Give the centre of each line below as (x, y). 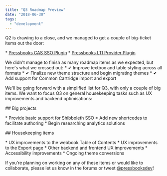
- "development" (26, 24)
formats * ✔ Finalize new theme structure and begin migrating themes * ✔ (81, 73)
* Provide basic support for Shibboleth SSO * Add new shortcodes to (76, 118)
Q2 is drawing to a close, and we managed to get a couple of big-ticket (78, 38)
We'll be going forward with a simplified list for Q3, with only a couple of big (83, 88)
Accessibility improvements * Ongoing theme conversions (65, 153)
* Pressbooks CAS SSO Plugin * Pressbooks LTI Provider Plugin (70, 53)
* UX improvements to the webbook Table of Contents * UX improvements (82, 143)
